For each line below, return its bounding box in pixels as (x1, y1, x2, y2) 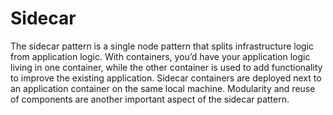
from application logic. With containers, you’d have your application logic (10, 50, 311, 62)
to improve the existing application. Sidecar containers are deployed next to (10, 72, 322, 84)
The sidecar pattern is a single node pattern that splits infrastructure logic (10, 40, 315, 52)
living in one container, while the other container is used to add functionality (10, 61, 323, 73)
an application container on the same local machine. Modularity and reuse (10, 82, 316, 94)
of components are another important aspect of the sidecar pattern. (10, 93, 290, 105)
